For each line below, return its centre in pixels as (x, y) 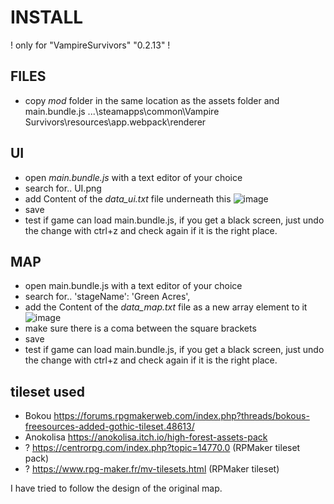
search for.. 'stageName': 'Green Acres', (107, 297)
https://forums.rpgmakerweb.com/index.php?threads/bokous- (181, 416)
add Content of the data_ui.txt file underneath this (128, 198)
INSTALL (47, 17)
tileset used (48, 391)
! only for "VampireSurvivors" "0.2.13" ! (90, 45)
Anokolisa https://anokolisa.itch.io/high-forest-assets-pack (146, 437)
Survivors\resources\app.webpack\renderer (115, 122)
